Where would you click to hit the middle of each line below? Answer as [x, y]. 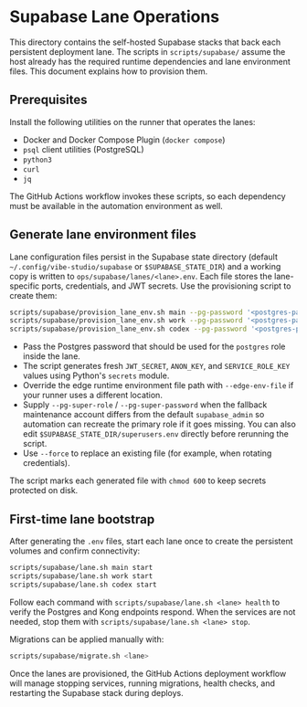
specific [25, 286]
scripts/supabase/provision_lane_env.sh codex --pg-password [128, 329]
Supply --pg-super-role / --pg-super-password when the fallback [145, 405]
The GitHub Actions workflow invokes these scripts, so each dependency [148, 196]
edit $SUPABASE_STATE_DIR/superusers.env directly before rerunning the [156, 434]
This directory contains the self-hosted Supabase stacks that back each [145, 42]
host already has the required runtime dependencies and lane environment [150, 61]
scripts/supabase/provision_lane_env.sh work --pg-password [127, 321]
